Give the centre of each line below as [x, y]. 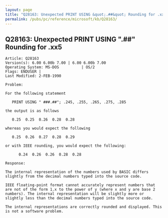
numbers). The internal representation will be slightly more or [74, 194]
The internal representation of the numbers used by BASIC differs [77, 172]
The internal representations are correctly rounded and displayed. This [84, 207]
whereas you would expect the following [48, 128]
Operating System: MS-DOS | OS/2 [50, 67]
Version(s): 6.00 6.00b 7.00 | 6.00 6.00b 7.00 [56, 63]
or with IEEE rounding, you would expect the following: [66, 146]
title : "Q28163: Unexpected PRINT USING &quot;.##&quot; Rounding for [80, 14]
